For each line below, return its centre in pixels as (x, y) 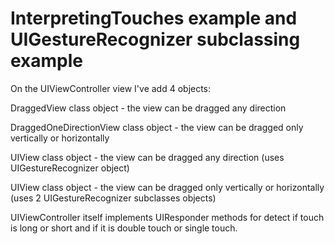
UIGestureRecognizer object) (70, 168)
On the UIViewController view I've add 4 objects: (111, 88)
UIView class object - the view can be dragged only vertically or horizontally (167, 187)
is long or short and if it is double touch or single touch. (124, 228)
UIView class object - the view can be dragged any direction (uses (147, 157)
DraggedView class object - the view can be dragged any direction (148, 108)
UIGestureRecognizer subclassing (155, 39)
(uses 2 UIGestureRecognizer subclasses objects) (113, 198)
